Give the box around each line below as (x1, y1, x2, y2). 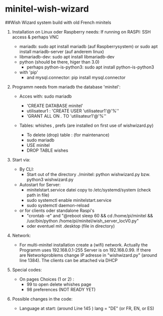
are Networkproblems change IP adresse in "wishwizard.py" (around (19, 252, 157, 258)
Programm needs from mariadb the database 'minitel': (12, 84, 121, 89)
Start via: (12, 157, 31, 162)
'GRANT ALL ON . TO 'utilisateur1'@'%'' (26, 113, 107, 119)
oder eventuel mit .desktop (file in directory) (26, 223, 115, 229)
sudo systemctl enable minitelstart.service (26, 197, 112, 203)
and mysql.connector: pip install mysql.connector (26, 74, 126, 80)
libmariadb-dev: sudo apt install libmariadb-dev (19, 53, 115, 59)
